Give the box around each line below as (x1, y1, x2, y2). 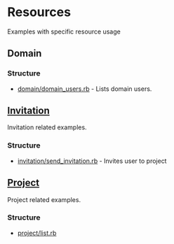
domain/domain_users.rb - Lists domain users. (17, 85, 152, 93)
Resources (7, 4, 72, 20)
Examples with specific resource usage (7, 27, 121, 36)
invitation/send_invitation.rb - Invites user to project (17, 157, 167, 165)
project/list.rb (17, 229, 57, 237)
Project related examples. (7, 195, 81, 203)
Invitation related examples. (7, 123, 87, 131)
